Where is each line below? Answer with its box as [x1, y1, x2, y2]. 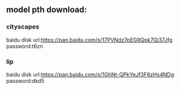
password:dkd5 [6, 77, 45, 84]
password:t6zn [6, 42, 43, 49]
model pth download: [6, 5, 87, 15]
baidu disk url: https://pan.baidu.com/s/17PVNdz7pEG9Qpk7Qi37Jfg [6, 36, 173, 44]
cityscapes [6, 23, 39, 31]
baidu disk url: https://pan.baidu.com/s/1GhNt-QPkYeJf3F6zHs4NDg [6, 71, 175, 78]
